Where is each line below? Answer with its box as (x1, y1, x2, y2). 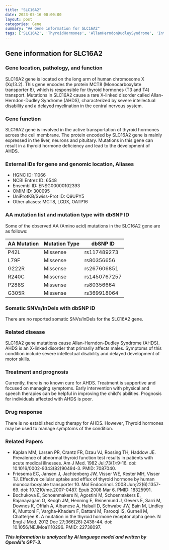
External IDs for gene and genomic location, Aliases (5, 161, 134, 168)
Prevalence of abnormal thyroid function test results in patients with (12, 455, 153, 461)
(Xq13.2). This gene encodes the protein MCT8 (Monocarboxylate (5, 81, 142, 87)
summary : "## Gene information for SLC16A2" (5, 26, 100, 31)
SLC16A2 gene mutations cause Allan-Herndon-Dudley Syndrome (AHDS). (5, 340, 160, 346)
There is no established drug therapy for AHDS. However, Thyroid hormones (5, 420, 163, 426)
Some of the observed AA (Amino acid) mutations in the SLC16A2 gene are (5, 222, 160, 229)
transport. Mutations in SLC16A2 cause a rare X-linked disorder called (5, 92, 150, 98)
